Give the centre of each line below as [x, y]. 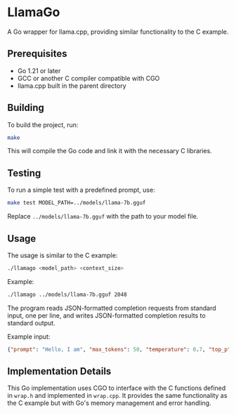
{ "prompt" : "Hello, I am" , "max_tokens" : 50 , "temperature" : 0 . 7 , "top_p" [119, 349]
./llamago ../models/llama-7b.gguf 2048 [67, 295]
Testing [24, 173]
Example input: [29, 336]
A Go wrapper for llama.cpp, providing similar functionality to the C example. [118, 32]
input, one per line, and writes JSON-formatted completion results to [106, 315]
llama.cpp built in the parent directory [72, 86]
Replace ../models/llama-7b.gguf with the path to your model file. [103, 216]
